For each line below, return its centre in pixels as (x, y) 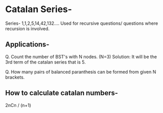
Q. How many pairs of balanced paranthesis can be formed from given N (81, 72)
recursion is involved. (28, 28)
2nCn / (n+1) (18, 105)
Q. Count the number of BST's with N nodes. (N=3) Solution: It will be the (81, 56)
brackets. (15, 77)
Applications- (27, 45)
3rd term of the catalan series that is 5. (45, 62)
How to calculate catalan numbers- (62, 93)
